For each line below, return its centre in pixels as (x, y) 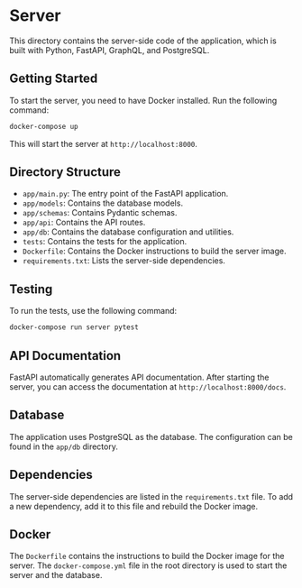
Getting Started (54, 79)
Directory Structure (65, 172)
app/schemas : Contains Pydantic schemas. (100, 213)
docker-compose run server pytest (74, 327)
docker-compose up (44, 126)
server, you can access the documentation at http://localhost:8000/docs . (148, 386)
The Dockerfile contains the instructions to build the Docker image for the (147, 556)
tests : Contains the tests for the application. (105, 242)
